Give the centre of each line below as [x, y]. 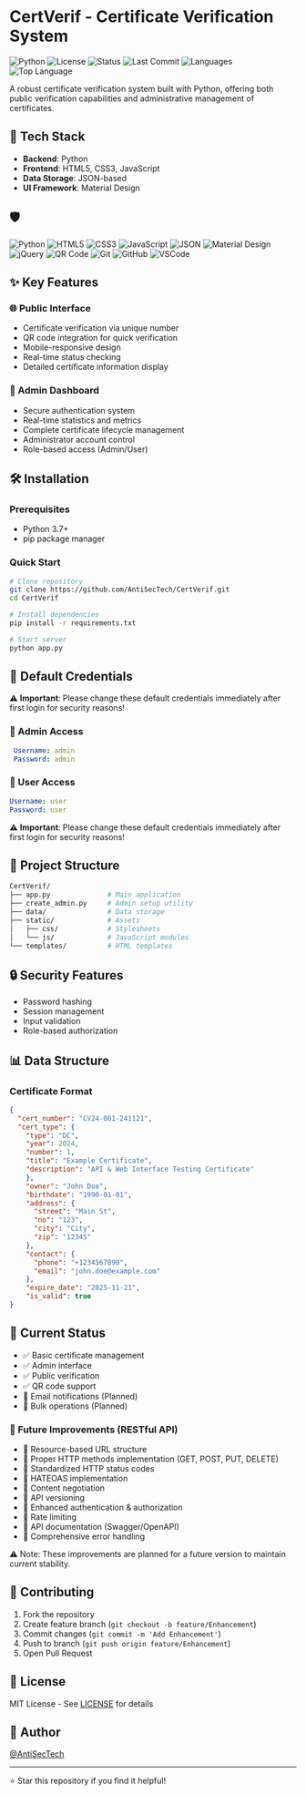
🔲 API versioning [53, 1497]
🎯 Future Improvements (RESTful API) [94, 1430]
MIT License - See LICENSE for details [82, 1703]
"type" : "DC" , [52, 1135]
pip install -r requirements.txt [73, 623]
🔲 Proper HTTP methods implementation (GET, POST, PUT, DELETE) [151, 1459]
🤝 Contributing [52, 1592]
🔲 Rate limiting [50, 1517]
